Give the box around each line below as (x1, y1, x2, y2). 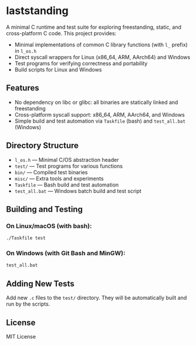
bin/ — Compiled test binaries (14, 168, 88, 175)
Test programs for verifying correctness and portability (14, 60, 148, 67)
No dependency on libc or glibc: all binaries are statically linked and (14, 99, 178, 106)
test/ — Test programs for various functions (14, 163, 123, 170)
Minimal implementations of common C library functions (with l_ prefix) (14, 41, 188, 48)
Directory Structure (6, 141, 79, 151)
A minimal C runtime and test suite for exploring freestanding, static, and (6, 23, 182, 31)
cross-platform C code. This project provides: (6, 29, 117, 36)
